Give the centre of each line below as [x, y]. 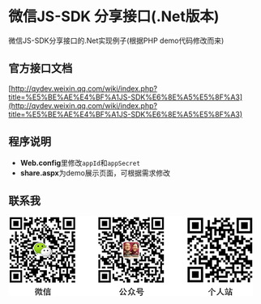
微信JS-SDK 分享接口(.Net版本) [114, 17]
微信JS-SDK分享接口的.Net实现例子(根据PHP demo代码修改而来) [116, 40]
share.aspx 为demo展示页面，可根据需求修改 [95, 173]
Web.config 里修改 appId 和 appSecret [80, 163]
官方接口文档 [41, 68]
